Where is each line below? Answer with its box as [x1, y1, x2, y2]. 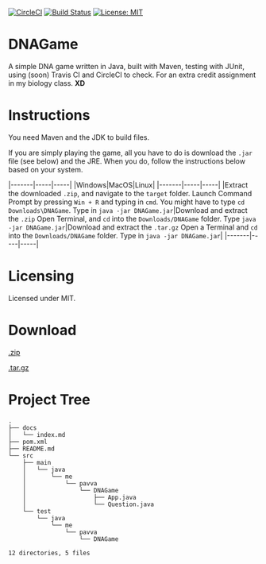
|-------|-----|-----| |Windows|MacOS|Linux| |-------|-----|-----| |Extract [8, 180, 249, 190]
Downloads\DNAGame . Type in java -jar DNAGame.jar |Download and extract [8, 205, 248, 214]
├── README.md [8, 445, 56, 453]
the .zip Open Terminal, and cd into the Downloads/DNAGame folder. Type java [8, 214, 256, 223]
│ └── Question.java [22, 500, 155, 508]
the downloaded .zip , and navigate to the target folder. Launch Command [8, 188, 253, 198]
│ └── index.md [8, 431, 66, 438]
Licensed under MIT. [8, 293, 76, 303]
